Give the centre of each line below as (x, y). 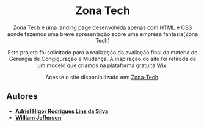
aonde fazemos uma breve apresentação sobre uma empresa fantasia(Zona (103, 34)
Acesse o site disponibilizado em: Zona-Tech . (103, 77)
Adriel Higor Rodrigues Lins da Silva (62, 111)
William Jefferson (38, 117)
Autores (22, 96)
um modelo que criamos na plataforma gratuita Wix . (103, 65)
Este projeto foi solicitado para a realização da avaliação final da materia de (103, 52)
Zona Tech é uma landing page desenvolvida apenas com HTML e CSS (103, 27)
